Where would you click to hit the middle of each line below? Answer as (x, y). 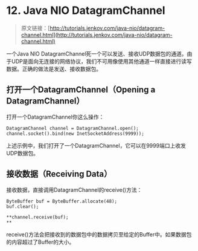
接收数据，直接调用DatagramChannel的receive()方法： (74, 190)
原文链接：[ (35, 28)
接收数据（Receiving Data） (59, 174)
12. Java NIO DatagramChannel (86, 11)
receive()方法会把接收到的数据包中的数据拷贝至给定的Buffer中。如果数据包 (99, 234)
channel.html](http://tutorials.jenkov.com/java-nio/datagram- (97, 34)
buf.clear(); (23, 206)
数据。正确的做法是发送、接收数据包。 (54, 69)
